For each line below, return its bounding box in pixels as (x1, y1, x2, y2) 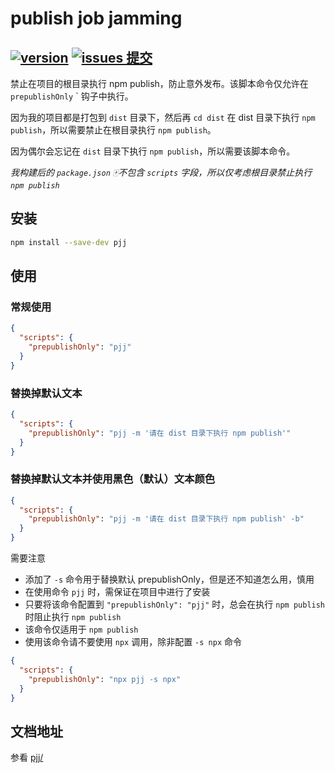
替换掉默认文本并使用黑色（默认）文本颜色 (10, 472, 216, 486)
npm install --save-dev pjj (10, 237, 128, 247)
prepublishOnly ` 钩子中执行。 (10, 90, 134, 102)
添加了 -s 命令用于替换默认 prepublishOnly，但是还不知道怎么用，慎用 (24, 573, 315, 586)
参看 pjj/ (10, 752, 44, 764)
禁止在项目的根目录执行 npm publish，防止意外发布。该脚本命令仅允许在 (10, 78, 309, 89)
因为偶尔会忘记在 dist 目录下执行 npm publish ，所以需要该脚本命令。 (10, 145, 296, 157)
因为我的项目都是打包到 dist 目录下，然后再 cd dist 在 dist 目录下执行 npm (10, 112, 316, 123)
